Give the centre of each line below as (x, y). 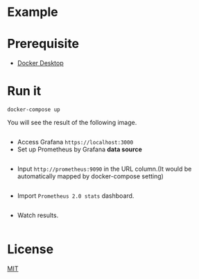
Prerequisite (43, 44)
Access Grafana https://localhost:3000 (75, 142)
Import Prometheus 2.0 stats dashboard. (76, 196)
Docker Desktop (40, 63)
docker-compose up (34, 110)
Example (33, 12)
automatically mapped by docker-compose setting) (90, 176)
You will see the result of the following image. (72, 123)
